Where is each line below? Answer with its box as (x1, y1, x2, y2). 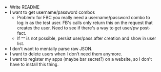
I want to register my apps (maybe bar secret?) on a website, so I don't (9, 56, 152, 62)
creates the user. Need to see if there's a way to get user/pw (17, 25, 139, 31)
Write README (9, 4, 40, 10)
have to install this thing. (9, 61, 59, 67)
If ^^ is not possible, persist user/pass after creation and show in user (17, 35, 157, 41)
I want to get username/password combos (9, 9, 95, 15)
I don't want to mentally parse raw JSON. (9, 46, 93, 51)
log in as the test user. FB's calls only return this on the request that (17, 20, 153, 25)
